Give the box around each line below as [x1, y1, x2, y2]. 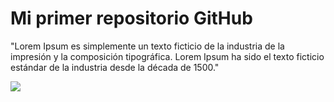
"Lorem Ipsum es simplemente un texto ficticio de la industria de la [10, 40, 285, 52]
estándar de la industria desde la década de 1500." [10, 61, 220, 73]
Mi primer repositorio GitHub [10, 7, 253, 30]
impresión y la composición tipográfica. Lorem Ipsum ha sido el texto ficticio [10, 50, 325, 62]
